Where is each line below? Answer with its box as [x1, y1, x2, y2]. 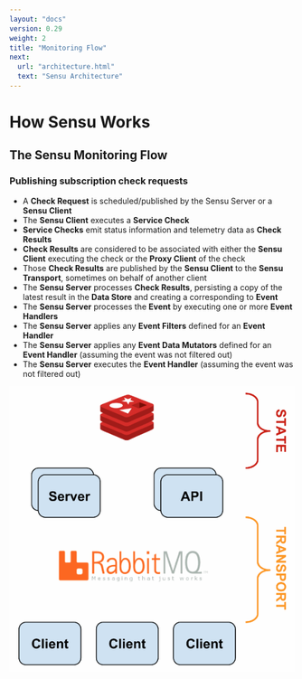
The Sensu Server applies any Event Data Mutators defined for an [22, 339, 272, 350]
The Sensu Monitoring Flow [9, 147, 168, 163]
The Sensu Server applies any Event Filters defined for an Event [22, 320, 266, 331]
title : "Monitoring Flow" [9, 43, 107, 52]
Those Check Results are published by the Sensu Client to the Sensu [22, 262, 284, 273]
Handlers [22, 310, 59, 321]
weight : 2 [9, 33, 47, 42]
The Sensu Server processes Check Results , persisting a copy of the [22, 281, 283, 293]
